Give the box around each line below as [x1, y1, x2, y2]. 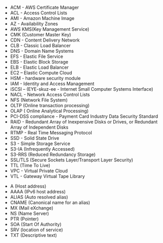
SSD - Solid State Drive [10, 135, 59, 141]
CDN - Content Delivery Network [10, 37, 80, 43]
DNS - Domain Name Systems [10, 48, 74, 54]
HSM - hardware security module [10, 75, 81, 81]
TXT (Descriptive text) [10, 232, 57, 238]
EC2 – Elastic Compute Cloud [10, 70, 72, 76]
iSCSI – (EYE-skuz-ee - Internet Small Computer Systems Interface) [10, 86, 154, 92]
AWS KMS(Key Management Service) [10, 26, 90, 32]
